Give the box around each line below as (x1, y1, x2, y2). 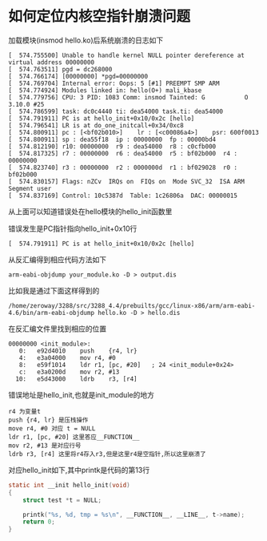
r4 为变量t (8, 407, 42, 415)
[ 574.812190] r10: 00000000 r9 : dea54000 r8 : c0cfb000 (8, 142, 217, 151)
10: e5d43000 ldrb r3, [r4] (15, 374, 137, 383)
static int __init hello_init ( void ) (8, 481, 130, 489)
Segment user (8, 184, 52, 192)
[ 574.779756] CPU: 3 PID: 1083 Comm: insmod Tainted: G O (8, 93, 249, 101)
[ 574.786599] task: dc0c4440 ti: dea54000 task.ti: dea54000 (8, 107, 224, 115)
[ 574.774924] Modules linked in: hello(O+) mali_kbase (8, 86, 202, 95)
